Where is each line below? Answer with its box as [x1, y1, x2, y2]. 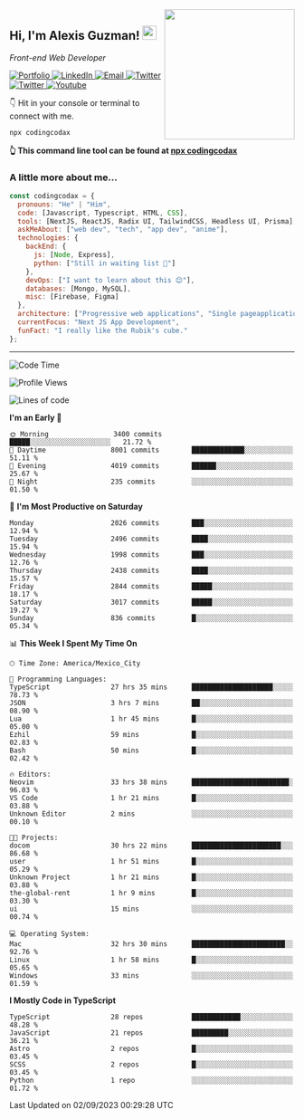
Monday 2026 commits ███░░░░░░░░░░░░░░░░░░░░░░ [9, 518, 294, 528]
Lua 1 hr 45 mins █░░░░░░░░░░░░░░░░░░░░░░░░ [9, 714, 294, 723]
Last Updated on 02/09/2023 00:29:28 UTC [9, 1099, 174, 1110]
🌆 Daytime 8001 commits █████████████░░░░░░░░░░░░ [9, 445, 294, 454]
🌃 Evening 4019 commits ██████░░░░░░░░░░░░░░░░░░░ [9, 461, 294, 470]
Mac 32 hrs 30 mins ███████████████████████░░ [9, 939, 294, 949]
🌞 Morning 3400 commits [9, 429, 163, 438]
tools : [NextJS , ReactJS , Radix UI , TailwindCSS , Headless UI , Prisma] [17, 216, 294, 225]
